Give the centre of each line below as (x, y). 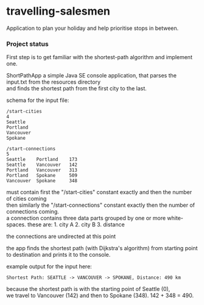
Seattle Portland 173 (42, 160)
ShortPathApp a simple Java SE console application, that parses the (91, 76)
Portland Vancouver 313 (42, 170)
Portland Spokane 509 (42, 176)
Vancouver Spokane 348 (42, 181)
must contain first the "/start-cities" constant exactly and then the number (99, 192)
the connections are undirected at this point (61, 237)
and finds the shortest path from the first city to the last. (77, 88)
